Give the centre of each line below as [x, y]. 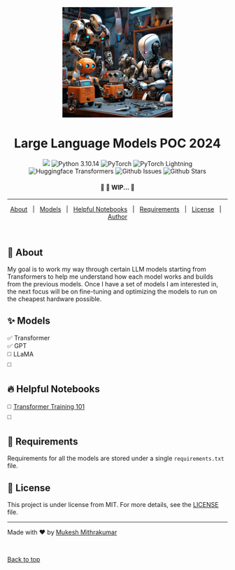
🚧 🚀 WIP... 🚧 [117, 187]
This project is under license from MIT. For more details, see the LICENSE [113, 505]
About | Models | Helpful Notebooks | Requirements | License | [116, 209]
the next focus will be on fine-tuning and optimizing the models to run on [112, 291]
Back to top [24, 559]
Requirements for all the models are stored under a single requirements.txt [116, 459]
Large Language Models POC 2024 [117, 144]
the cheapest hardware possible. [55, 299]
